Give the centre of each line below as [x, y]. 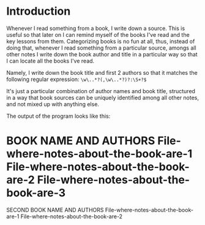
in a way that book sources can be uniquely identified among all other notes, [103, 97]
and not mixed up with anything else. [53, 104]
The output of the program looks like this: [58, 116]
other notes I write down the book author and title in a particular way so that [102, 54]
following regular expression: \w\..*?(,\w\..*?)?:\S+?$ [76, 79]
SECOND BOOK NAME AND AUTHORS [55, 210]
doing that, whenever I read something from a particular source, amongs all [102, 48]
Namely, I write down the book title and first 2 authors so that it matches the [102, 72]
